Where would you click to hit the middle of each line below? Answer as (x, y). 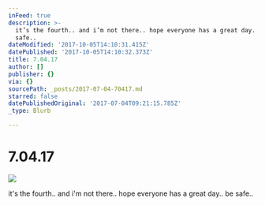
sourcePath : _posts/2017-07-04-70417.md (76, 89)
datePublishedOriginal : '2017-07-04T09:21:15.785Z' (95, 103)
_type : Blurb (30, 111)
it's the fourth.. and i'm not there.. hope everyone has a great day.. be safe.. (131, 193)
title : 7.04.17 (33, 60)
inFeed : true (30, 15)
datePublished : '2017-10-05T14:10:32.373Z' (81, 52)
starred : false (33, 96)
